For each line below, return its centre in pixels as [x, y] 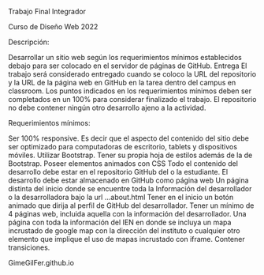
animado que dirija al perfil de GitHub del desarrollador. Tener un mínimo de [131, 205]
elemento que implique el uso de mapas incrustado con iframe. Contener [127, 239]
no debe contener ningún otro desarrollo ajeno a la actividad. [107, 107]
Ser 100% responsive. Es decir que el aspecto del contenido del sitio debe [129, 138]
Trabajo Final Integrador [47, 11]
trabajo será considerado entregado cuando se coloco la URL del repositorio [132, 74]
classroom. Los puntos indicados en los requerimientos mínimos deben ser [130, 91]
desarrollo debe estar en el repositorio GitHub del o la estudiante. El [118, 172]
